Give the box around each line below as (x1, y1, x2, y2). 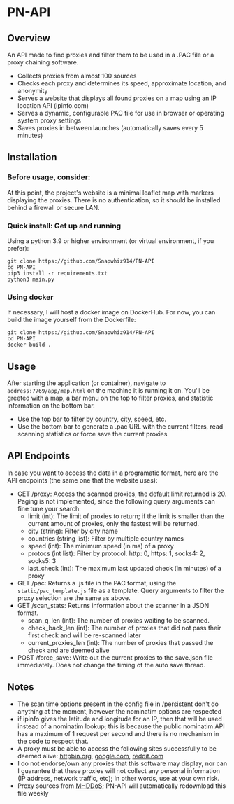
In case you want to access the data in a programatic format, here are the (7, 469, 219, 477)
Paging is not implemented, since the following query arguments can (17, 497, 215, 505)
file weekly (17, 789, 49, 797)
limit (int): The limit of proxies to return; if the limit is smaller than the (27, 512, 225, 520)
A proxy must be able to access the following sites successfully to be (17, 744, 217, 753)
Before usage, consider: (7, 172, 91, 182)
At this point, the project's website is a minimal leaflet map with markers (7, 188, 214, 197)
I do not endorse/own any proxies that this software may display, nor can (17, 759, 228, 768)
